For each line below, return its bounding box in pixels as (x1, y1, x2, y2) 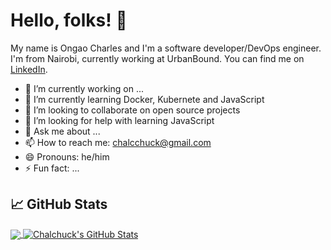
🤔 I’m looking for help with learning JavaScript (24, 114, 215, 126)
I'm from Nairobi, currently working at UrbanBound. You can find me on (10, 52, 305, 64)
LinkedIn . (10, 63, 48, 75)
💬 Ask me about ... (24, 125, 101, 137)
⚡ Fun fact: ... (24, 162, 80, 174)
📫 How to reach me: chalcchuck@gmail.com (24, 136, 212, 148)
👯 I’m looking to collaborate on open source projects (24, 104, 241, 116)
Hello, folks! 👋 (10, 9, 128, 32)
